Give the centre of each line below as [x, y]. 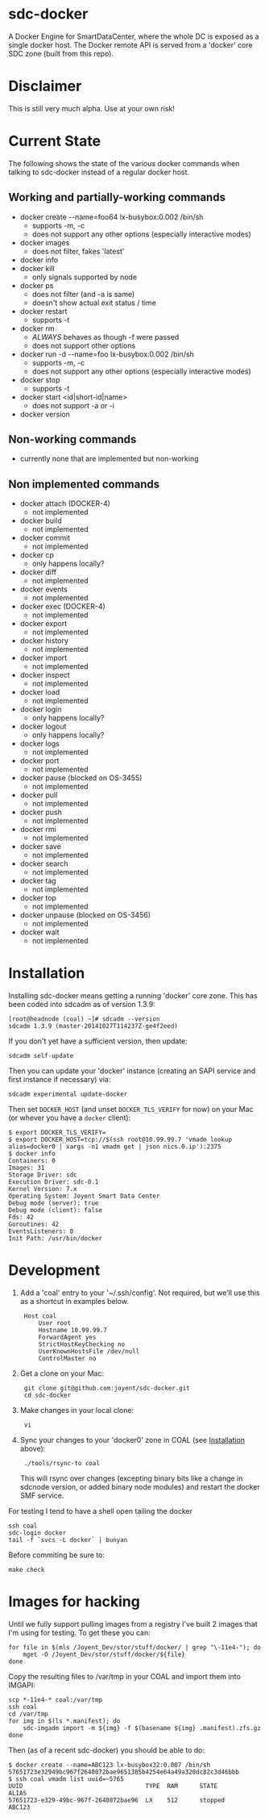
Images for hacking [74, 1602]
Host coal [40, 1316]
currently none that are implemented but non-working [109, 459]
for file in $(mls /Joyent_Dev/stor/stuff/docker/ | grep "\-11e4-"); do [135, 1648]
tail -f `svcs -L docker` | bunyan [68, 1540]
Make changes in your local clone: [77, 1411]
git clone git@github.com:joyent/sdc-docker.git [107, 1389]
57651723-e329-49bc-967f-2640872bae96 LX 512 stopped [117, 1800]
